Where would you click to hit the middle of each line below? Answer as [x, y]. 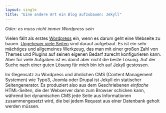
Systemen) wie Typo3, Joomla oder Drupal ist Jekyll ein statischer [73, 80]
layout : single [21, 10]
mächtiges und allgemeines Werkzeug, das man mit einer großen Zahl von [82, 49]
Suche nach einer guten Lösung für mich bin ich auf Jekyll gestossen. [77, 65]
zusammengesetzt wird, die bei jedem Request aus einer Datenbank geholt [82, 101]
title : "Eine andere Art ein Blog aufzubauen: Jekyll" [63, 14]
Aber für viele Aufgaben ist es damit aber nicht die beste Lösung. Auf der [80, 59]
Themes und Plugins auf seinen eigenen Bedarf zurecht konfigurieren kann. [83, 54]
